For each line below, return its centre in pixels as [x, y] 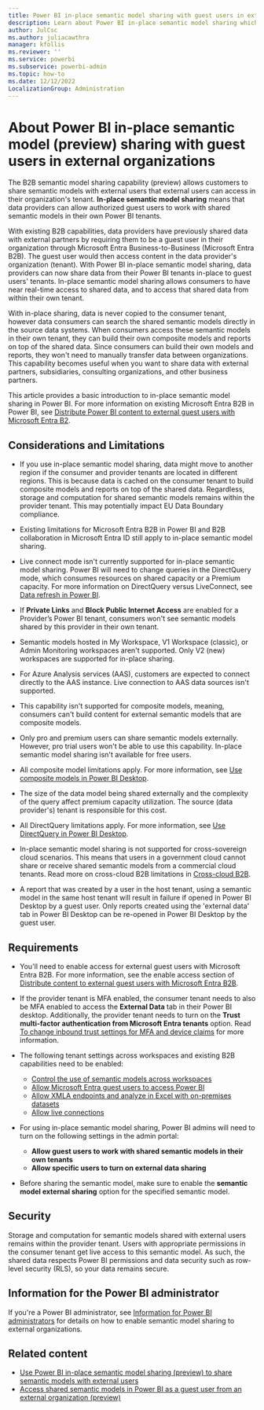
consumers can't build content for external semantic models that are [130, 714]
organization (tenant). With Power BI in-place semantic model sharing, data [130, 265]
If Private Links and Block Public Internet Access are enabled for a [129, 610]
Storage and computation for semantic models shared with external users [127, 1235]
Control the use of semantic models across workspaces [121, 1079]
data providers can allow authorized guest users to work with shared [119, 208]
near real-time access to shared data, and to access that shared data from [128, 290]
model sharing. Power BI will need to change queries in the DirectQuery [135, 570]
